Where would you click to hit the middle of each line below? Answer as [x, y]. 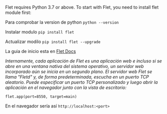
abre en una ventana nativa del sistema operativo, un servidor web [74, 66]
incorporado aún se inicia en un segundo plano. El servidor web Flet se [79, 71]
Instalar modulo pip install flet [40, 32]
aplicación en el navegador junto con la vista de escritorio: [66, 87]
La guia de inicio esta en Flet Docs [40, 51]
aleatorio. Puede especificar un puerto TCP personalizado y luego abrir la [81, 82]
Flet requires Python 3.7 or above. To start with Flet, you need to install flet [82, 7]
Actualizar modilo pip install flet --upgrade [53, 41]
